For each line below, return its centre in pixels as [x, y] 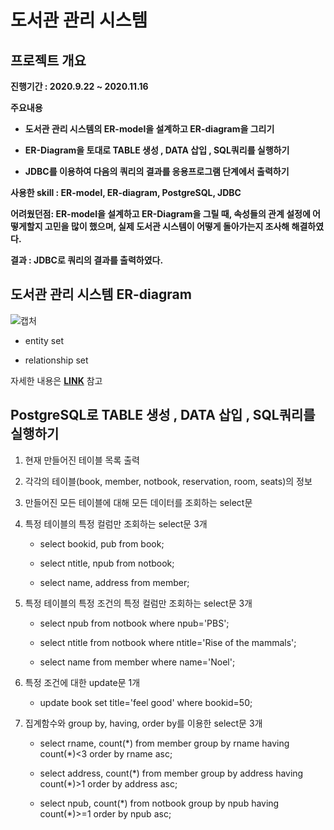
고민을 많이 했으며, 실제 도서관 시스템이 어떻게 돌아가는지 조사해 [167, 226]
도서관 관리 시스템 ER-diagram [101, 294]
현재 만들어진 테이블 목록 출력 [82, 460]
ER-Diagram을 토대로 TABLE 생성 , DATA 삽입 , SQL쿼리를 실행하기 [157, 150]
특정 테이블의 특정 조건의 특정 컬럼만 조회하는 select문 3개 [138, 603]
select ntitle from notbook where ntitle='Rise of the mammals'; [168, 642]
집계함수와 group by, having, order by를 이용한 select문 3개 [143, 723]
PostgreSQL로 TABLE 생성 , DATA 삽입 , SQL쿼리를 [163, 415]
